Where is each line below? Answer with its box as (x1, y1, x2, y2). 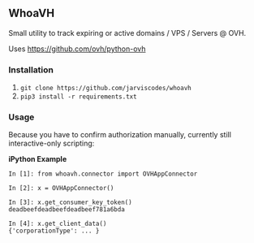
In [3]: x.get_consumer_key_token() (8, 198, 132, 206)
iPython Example (8, 154, 67, 164)
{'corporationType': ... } (8, 227, 100, 235)
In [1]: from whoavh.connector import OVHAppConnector (8, 170, 198, 178)
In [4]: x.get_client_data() (8, 219, 107, 228)
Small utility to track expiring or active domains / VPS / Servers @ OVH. (8, 28, 247, 37)
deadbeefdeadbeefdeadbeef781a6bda (8, 206, 126, 214)
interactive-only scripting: (8, 138, 95, 149)
